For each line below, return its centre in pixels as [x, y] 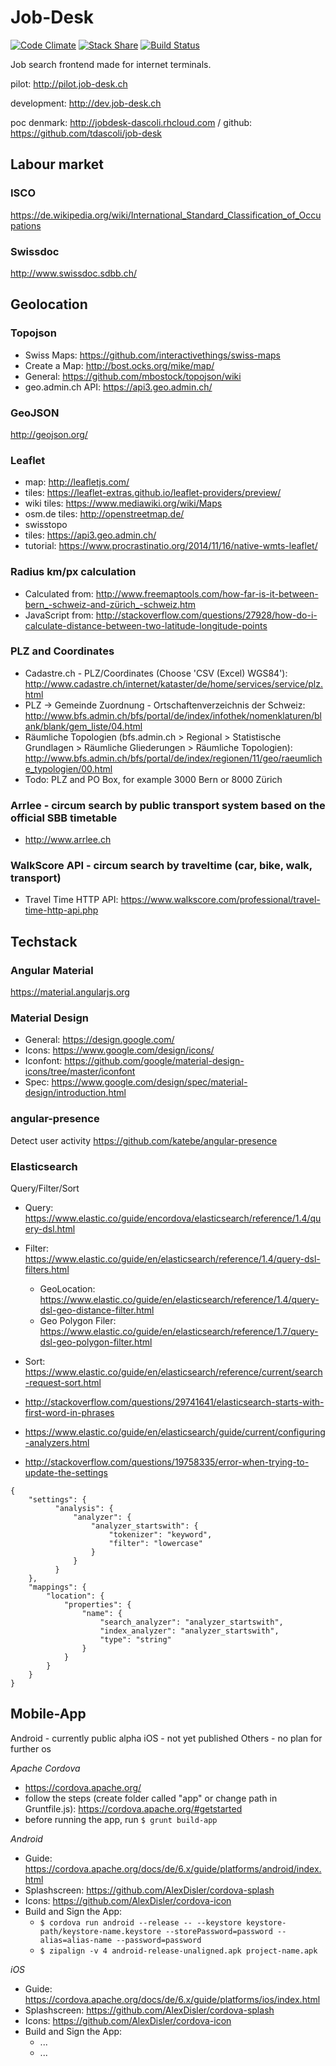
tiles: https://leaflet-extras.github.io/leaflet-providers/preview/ [153, 493]
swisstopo [46, 525]
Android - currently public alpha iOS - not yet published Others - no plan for [166, 1738]
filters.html [47, 1269]
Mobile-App [48, 1714]
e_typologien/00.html [68, 768]
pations [26, 225]
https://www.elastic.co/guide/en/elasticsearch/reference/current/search [173, 1372]
